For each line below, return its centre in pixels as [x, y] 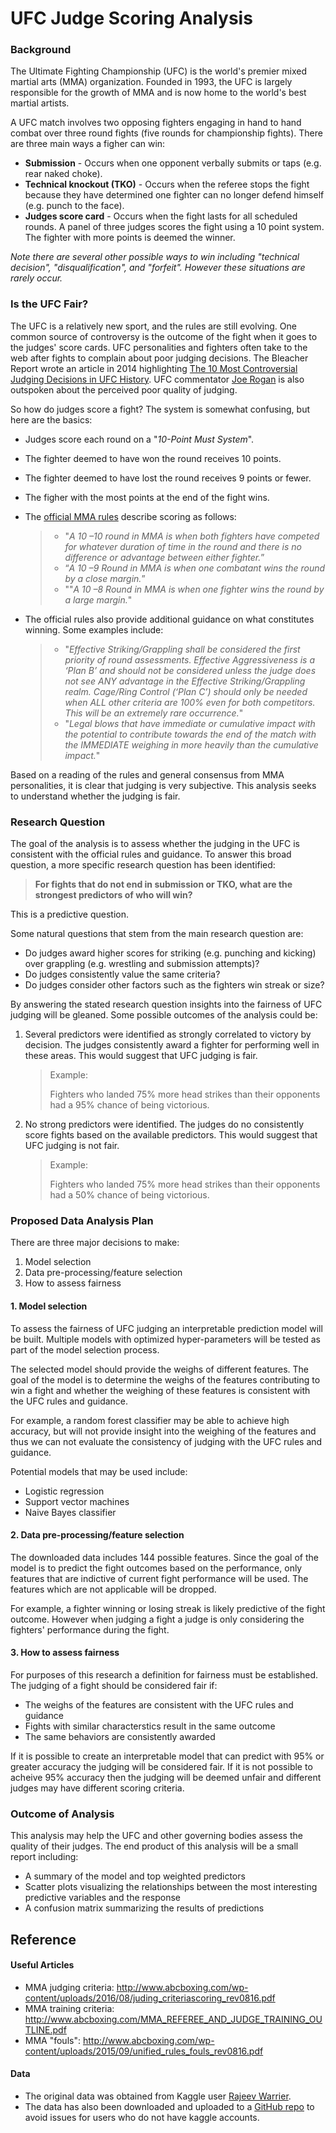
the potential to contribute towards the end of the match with [190, 734]
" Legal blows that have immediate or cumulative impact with [190, 723]
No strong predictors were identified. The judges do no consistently [164, 1124]
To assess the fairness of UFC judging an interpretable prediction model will [166, 1328]
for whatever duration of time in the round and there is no [183, 546]
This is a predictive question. [70, 914]
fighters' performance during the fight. [90, 1629]
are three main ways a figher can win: [88, 144]
